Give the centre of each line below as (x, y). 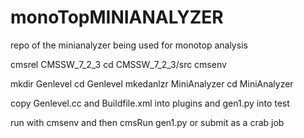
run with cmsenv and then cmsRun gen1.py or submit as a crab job (147, 122)
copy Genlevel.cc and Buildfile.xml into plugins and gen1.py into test (150, 103)
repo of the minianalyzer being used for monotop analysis (129, 45)
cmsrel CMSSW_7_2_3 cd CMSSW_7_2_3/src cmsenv (118, 64)
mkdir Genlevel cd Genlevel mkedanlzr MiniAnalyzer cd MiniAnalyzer (152, 83)
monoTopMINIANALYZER (117, 17)
